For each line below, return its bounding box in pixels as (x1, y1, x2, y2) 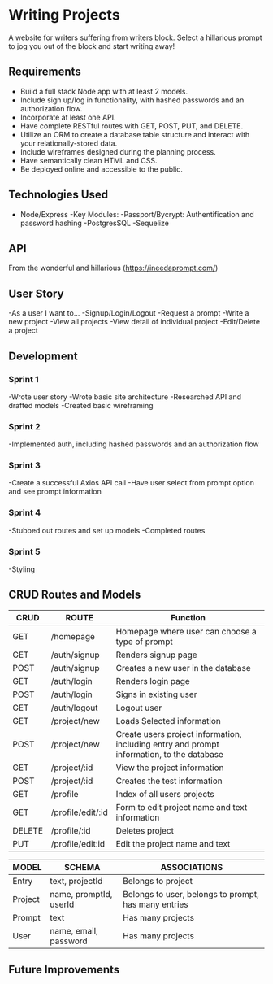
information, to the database (115, 748, 223, 760)
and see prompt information (8, 486, 102, 497)
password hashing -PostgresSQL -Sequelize (19, 218, 169, 228)
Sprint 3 (8, 459, 41, 471)
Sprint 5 (8, 546, 41, 557)
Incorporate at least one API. (19, 112, 116, 122)
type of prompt (115, 636, 173, 647)
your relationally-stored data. (19, 138, 118, 148)
